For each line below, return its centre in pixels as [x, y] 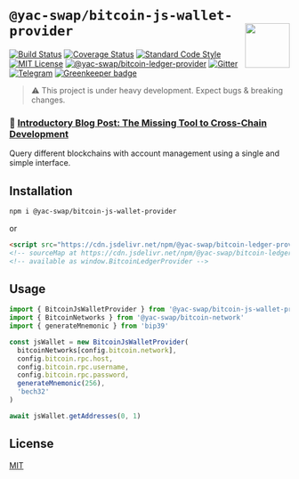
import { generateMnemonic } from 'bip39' [89, 326]
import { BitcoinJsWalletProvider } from [87, 310]
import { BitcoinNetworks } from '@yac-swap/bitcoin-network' [127, 318]
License [32, 444]
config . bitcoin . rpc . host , [65, 359]
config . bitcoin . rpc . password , [73, 375]
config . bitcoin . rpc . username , [73, 367]
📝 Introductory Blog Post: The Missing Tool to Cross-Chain [138, 123]
